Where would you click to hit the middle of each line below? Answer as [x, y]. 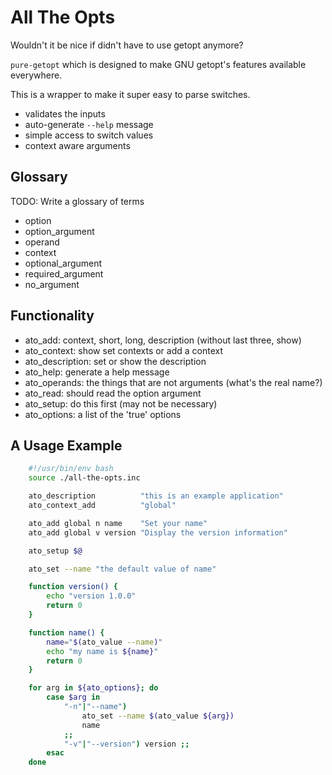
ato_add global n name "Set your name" [118, 523]
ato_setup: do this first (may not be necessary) [121, 403]
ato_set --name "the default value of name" [122, 569]
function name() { [66, 632]
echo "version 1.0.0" [91, 596]
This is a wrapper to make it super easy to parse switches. [130, 94]
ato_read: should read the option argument [113, 393]
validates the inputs [65, 113]
